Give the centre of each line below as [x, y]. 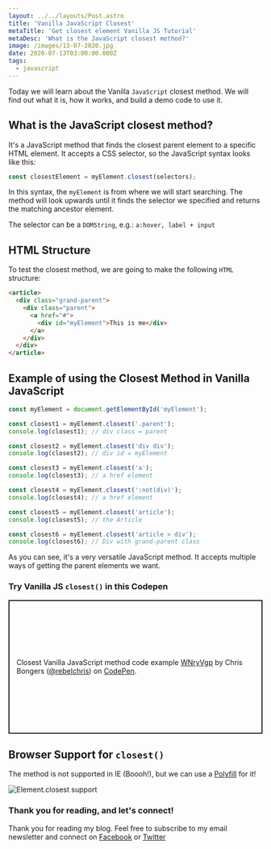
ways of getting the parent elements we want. [85, 566]
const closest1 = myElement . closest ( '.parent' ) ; [92, 424]
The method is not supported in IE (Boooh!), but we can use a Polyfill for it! [132, 774]
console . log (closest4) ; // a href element [81, 497]
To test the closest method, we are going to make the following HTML [121, 270]
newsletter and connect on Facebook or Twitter [87, 837]
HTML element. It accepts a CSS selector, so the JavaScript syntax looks [129, 153]
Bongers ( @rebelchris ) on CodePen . [77, 671]
